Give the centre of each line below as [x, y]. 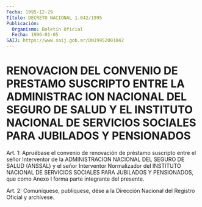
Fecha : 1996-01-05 [35, 35]
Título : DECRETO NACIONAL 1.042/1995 [54, 18]
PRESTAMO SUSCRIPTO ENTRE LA [96, 84]
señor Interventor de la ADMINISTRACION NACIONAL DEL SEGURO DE [96, 159]
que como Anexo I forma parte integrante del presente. [75, 179]
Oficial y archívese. [31, 197]
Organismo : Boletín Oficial [48, 29]
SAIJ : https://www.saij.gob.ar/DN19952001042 [65, 40]
